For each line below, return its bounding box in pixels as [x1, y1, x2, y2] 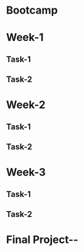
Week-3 [6, 165, 46, 179]
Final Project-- [6, 233, 79, 247]
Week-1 [6, 31, 44, 44]
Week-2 [6, 98, 46, 111]
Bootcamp [6, 4, 58, 17]
